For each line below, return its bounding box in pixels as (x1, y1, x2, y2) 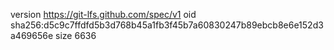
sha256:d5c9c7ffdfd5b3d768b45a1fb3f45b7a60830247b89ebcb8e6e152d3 (10, 19, 324, 31)
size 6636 (55, 30, 97, 41)
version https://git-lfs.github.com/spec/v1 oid (10, 9, 197, 20)
